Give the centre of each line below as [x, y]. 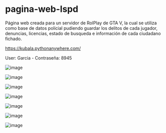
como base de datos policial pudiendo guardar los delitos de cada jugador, [81, 28]
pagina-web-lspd [42, 9]
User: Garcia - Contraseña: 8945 [39, 58]
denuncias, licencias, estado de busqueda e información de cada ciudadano [83, 33]
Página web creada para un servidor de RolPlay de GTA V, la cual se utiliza [81, 23]
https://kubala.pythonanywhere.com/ [43, 48]
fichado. [14, 39]
